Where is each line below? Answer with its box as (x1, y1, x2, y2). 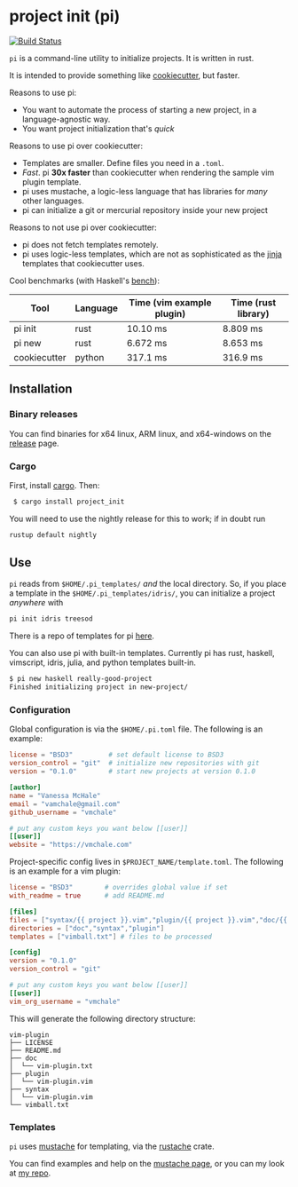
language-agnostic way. (21, 114, 111, 124)
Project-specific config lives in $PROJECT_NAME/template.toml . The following (9, 857, 284, 867)
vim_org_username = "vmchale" (9, 997, 122, 1006)
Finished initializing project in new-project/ (9, 683, 189, 692)
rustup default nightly (9, 530, 98, 539)
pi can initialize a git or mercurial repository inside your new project (21, 204, 269, 215)
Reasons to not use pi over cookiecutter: (9, 222, 157, 233)
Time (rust (230, 296, 277, 308)
